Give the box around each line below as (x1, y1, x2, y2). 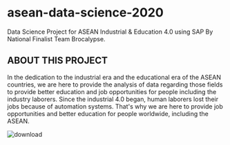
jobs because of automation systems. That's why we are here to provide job (7, 102, 223, 111)
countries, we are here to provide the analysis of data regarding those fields (7, 80, 223, 89)
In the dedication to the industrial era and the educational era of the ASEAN (7, 73, 222, 81)
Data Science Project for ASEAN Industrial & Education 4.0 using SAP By (7, 27, 213, 36)
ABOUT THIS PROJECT (7, 55, 108, 67)
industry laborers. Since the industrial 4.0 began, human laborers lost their (7, 95, 219, 103)
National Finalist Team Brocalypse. (7, 34, 106, 43)
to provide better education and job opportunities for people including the (7, 87, 217, 96)
